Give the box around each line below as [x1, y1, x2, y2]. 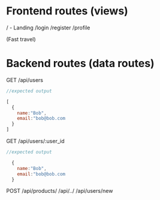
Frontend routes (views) [6, 4, 129, 18]
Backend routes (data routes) [6, 57, 155, 70]
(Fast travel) [6, 35, 36, 43]
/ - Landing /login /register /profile [6, 24, 90, 31]
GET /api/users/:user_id [6, 138, 65, 144]
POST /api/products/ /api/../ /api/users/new [6, 187, 113, 195]
